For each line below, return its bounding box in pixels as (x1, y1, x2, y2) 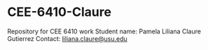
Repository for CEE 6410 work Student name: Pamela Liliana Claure (7, 27, 202, 35)
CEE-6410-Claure (7, 4, 112, 20)
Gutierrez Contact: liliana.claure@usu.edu (7, 34, 127, 42)
